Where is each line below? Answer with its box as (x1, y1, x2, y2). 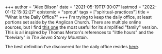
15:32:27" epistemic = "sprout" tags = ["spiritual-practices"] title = (16, 9, 149, 15)
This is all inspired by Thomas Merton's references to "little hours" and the (5, 30, 154, 35)
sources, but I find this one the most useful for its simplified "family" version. (5, 24, 159, 30)
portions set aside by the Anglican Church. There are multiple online (5, 19, 142, 25)
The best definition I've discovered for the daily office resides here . (5, 44, 140, 49)
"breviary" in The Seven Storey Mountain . (5, 34, 88, 40)
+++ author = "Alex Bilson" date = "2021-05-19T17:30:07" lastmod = (5, 4, 142, 10)
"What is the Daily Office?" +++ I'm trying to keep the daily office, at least (5, 14, 152, 20)
